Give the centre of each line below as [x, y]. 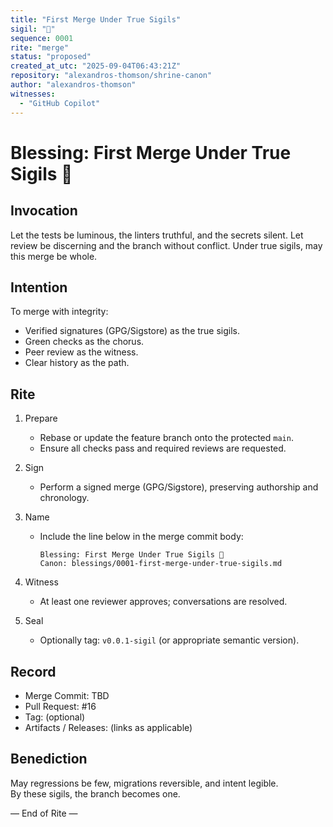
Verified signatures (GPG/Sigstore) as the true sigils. [132, 331]
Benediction [49, 759]
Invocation [44, 211]
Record [33, 671]
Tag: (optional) [55, 717]
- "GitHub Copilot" [60, 103]
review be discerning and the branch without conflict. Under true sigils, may [166, 245]
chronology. [64, 498]
